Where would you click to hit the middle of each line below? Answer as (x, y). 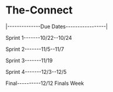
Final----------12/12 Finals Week (45, 83)
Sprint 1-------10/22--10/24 (39, 38)
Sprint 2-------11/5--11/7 (35, 49)
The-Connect (39, 10)
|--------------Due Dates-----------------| (57, 26)
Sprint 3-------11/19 (29, 60)
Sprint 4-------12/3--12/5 (36, 71)
